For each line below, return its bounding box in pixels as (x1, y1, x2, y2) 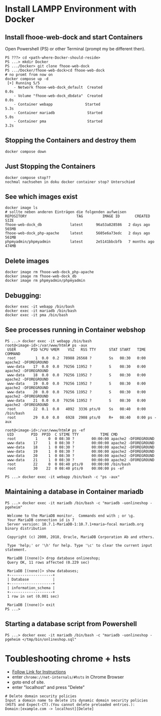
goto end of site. (12, 679, 45, 685)
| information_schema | (7, 586, 55, 590)
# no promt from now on (5, 72, 53, 77)
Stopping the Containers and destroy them (5, 136, 136, 145)
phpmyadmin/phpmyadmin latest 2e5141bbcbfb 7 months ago (5, 239, 155, 244)
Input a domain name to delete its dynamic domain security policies (5, 698, 148, 703)
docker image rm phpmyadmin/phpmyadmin (5, 278, 86, 283)
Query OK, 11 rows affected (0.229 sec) (7, 560, 90, 565)
